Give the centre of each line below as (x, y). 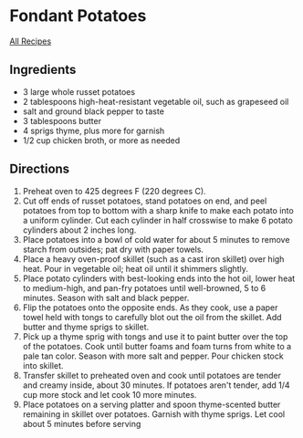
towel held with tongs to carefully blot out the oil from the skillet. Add (152, 317)
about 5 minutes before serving (82, 423)
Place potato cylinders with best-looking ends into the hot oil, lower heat (159, 278)
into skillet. (43, 365)
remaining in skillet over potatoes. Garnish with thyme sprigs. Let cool (154, 414)
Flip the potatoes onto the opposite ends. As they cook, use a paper (150, 308)
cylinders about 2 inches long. (79, 230)
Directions (40, 169)
